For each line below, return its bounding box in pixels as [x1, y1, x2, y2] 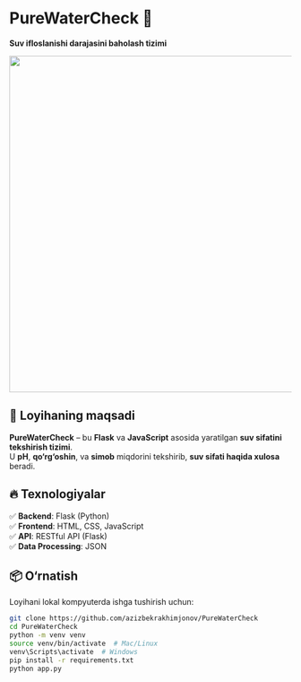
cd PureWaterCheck [9, 623, 78, 632]
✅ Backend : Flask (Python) [9, 511, 110, 521]
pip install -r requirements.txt [9, 655, 134, 665]
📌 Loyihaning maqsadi [9, 408, 136, 424]
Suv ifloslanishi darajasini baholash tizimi [9, 38, 168, 48]
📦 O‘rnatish [9, 568, 79, 583]
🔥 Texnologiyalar [9, 486, 106, 502]
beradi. [9, 460, 36, 471]
